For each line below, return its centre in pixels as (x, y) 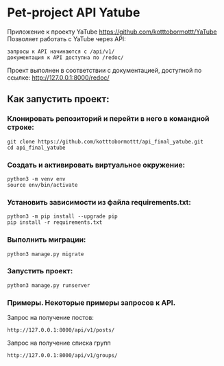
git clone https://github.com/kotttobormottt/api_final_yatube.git (105, 141)
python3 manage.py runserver (49, 285)
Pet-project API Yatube (74, 13)
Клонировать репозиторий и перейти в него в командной (109, 119)
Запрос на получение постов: (51, 318)
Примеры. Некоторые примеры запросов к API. (91, 302)
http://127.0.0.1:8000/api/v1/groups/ (62, 356)
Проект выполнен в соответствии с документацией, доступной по (104, 70)
